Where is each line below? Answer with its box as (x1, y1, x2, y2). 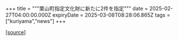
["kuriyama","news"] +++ (5, 18, 66, 24)
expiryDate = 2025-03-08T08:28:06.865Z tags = (52, 12, 170, 18)
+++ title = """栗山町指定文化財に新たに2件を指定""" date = (5, 5, 148, 12)
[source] (5, 29, 26, 36)
